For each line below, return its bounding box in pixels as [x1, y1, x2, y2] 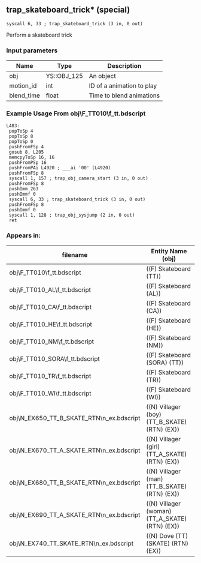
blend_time [9, 91, 40, 100]
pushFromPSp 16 [8, 160, 47, 166]
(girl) [146, 442, 160, 451]
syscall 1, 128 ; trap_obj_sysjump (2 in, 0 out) [8, 212, 135, 218]
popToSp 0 [8, 139, 33, 145]
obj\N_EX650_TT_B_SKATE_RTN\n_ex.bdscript [9, 414, 141, 422]
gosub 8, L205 [8, 149, 44, 155]
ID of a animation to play [89, 82, 157, 90]
